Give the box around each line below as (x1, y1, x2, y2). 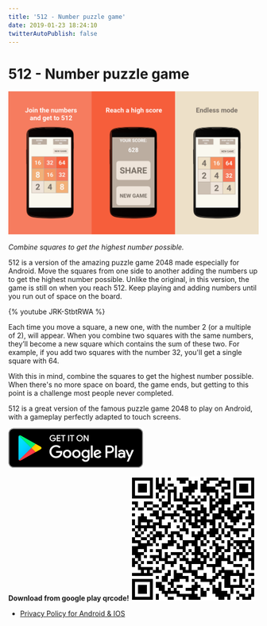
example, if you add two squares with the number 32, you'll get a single (8, 348, 242, 357)
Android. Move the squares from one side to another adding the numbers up (8, 266, 258, 276)
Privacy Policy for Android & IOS (19, 609, 126, 619)
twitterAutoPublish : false (8, 29, 98, 37)
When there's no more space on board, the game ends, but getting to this (8, 380, 249, 389)
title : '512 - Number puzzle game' (8, 13, 126, 21)
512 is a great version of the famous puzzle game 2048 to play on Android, (8, 404, 253, 413)
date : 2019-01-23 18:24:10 (8, 21, 98, 29)
